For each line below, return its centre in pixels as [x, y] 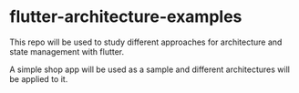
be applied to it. [39, 78]
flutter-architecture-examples [126, 17]
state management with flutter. [67, 51]
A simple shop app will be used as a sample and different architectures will [149, 69]
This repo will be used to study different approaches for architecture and [146, 42]
